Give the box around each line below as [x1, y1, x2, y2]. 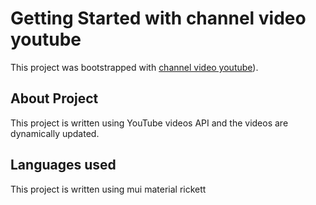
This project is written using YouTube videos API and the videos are [10, 117, 289, 129]
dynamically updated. [10, 127, 100, 139]
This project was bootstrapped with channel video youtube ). [10, 61, 259, 73]
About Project [10, 90, 99, 107]
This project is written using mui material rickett [10, 183, 207, 195]
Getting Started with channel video [10, 7, 307, 30]
